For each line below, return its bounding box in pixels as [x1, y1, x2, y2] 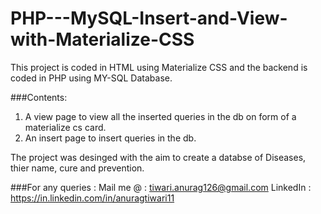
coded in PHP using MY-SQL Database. [10, 72, 173, 84]
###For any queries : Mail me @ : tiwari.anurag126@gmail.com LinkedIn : [10, 181, 312, 193]
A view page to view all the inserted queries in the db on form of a [24, 110, 297, 122]
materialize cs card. [24, 121, 107, 133]
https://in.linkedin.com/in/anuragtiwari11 [10, 192, 175, 204]
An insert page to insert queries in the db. [24, 132, 197, 144]
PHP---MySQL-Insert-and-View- [10, 7, 288, 30]
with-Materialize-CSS [10, 28, 195, 51]
